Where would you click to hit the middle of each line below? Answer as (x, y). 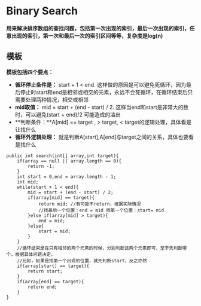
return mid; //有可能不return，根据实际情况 (89, 204)
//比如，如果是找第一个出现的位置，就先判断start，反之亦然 (82, 261)
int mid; (28, 182)
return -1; (41, 166)
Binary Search (42, 11)
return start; (45, 271)
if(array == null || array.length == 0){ (69, 161)
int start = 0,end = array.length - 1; (67, 177)
